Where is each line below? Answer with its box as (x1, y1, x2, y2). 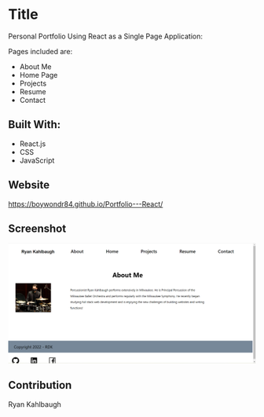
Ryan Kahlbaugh (8, 399, 61, 409)
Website (8, 178, 49, 192)
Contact (19, 95, 46, 104)
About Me (19, 61, 53, 71)
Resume (19, 86, 46, 96)
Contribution (8, 379, 72, 392)
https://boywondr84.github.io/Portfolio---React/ (8, 199, 163, 209)
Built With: (8, 118, 61, 131)
